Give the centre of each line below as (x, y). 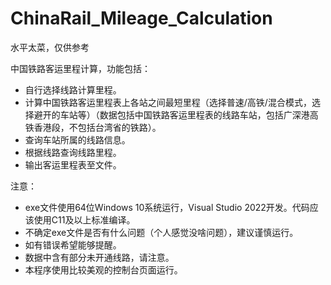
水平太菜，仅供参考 (50, 47)
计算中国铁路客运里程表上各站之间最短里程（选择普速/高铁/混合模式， (168, 102)
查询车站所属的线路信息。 (77, 139)
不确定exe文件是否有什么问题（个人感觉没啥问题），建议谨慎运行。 (161, 232)
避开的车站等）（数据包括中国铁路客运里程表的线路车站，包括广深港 (171, 114)
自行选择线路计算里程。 (73, 89)
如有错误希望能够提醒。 (73, 244)
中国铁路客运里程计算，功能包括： (80, 68)
